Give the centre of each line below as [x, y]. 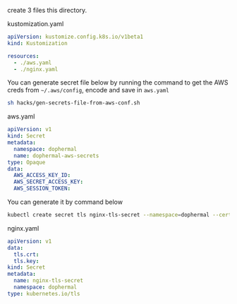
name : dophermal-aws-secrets [56, 156]
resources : [23, 56]
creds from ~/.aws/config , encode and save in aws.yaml [88, 90]
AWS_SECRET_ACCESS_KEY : [48, 182]
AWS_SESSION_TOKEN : [42, 189]
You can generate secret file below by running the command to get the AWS [118, 83]
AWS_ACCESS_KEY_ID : [42, 176]
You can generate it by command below [65, 202]
